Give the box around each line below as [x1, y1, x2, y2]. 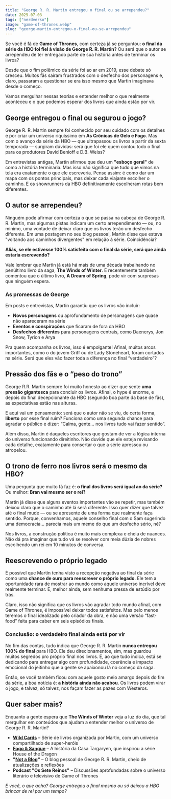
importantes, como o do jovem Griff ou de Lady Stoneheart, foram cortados [5, 350, 164, 356]
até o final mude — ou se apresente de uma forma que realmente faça [5, 510, 153, 516]
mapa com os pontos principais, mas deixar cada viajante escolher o [5, 175, 150, 181]
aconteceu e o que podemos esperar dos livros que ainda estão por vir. [5, 98, 156, 105]
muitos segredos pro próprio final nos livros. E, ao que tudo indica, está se [5, 653, 162, 660]
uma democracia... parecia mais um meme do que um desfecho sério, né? [5, 521, 161, 527]
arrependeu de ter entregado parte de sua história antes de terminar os [5, 52, 156, 58]
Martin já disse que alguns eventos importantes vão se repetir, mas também [5, 498, 165, 505]
